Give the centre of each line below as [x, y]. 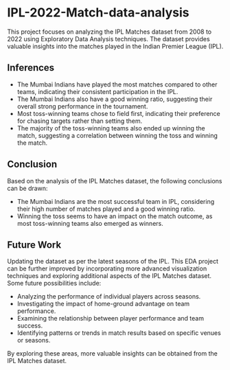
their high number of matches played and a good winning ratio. [106, 209]
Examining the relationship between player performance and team [111, 319]
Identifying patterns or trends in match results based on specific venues [119, 333]
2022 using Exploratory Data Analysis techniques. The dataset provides [109, 38]
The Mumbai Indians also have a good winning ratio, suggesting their [115, 99]
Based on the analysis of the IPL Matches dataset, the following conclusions [115, 181]
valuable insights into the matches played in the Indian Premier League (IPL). [115, 46]
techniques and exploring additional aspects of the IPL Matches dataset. [109, 276]
